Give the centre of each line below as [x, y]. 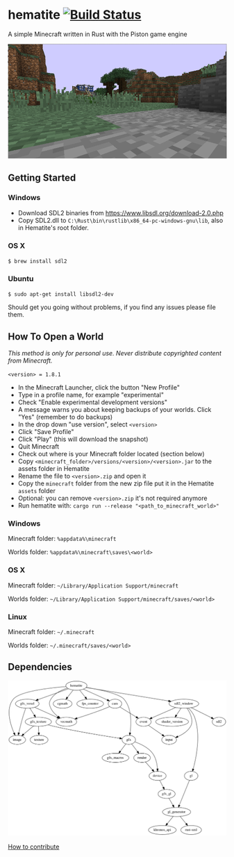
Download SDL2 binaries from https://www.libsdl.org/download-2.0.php [121, 213]
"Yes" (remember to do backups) [65, 417]
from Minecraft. [30, 360]
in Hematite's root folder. [53, 227]
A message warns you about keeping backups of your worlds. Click [115, 410]
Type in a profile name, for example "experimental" [91, 395]
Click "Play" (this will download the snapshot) [83, 439]
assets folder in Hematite [53, 469]
